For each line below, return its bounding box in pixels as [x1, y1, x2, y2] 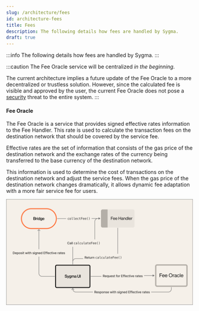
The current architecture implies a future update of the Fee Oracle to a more [6, 75, 192, 82]
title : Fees [6, 22, 36, 28]
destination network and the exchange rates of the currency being [6, 151, 168, 158]
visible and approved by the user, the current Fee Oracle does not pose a [6, 87, 185, 94]
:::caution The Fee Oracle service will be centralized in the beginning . [6, 63, 175, 71]
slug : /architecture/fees [6, 9, 70, 15]
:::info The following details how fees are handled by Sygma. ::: [6, 52, 160, 59]
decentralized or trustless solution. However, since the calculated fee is [6, 81, 181, 88]
